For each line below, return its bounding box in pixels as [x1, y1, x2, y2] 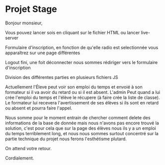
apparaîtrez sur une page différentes [5, 50, 81, 56]
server [5, 35, 19, 41]
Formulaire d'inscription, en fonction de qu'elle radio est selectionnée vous [5, 44, 159, 50]
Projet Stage [5, 3, 57, 15]
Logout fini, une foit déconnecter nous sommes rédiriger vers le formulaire [5, 59, 158, 65]
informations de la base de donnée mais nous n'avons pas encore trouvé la [5, 120, 159, 126]
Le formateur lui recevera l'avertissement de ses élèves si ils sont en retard [5, 99, 159, 105]
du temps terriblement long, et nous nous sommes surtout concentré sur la [5, 130, 159, 136]
